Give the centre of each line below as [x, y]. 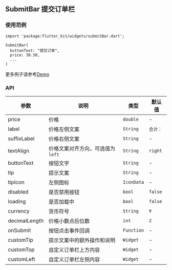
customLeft [21, 259]
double [131, 119]
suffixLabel [21, 139]
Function [133, 230]
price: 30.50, [25, 55]
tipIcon [16, 182]
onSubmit [19, 230]
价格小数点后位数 [69, 221]
